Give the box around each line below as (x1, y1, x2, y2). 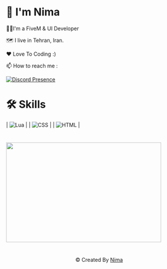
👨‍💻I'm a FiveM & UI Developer (6, 25, 79, 32)
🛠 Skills (6, 98, 46, 111)
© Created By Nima (75, 257, 123, 264)
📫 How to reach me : (6, 62, 58, 69)
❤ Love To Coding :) (6, 50, 56, 57)
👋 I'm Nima (6, 5, 60, 19)
